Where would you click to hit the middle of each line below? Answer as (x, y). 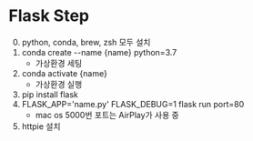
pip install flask (50, 94)
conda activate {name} (65, 73)
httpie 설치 (41, 126)
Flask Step (49, 16)
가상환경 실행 (59, 84)
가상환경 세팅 (59, 63)
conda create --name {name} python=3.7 (99, 52)
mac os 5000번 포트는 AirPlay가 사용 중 (107, 115)
